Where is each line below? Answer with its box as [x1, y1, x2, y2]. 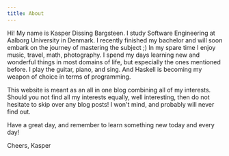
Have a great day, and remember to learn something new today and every [7, 120, 215, 129]
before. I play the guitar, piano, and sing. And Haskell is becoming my [7, 65, 202, 73]
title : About [7, 10, 44, 17]
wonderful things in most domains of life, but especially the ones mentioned [7, 57, 221, 66]
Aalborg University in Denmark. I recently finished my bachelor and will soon [7, 36, 223, 44]
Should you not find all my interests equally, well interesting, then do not [7, 93, 210, 101]
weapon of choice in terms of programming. [7, 73, 131, 81]
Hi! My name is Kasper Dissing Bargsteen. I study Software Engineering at [7, 29, 215, 37]
